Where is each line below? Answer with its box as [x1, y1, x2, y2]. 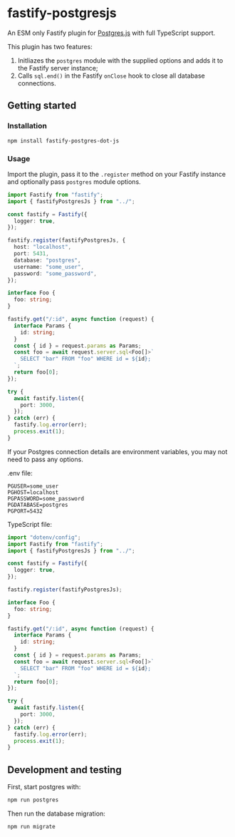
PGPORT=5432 [7, 508, 43, 515]
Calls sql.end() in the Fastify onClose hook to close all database [17, 71, 205, 80]
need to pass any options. [7, 455, 83, 463]
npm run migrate [7, 823, 56, 830]
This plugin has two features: [7, 42, 93, 51]
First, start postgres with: [7, 783, 81, 791]
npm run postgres [7, 796, 59, 803]
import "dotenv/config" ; [7, 533, 81, 541]
